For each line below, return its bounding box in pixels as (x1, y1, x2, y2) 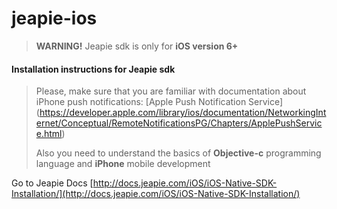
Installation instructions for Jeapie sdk (11, 63, 176, 75)
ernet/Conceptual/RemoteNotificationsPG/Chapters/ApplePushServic (35, 117, 323, 129)
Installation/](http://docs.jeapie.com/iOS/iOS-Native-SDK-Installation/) (11, 188, 301, 200)
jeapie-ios (11, 7, 98, 30)
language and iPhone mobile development (35, 158, 211, 170)
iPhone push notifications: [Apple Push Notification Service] (35, 96, 284, 108)
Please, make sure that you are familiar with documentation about (35, 85, 307, 97)
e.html (35, 128, 63, 140)
